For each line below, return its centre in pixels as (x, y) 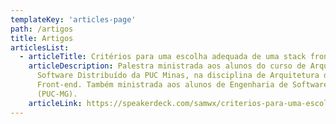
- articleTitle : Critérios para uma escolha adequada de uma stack (163, 57)
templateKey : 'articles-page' (73, 19)
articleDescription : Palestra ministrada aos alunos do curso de (167, 66)
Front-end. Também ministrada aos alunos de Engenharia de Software (182, 85)
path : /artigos (42, 29)
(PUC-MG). (57, 94)
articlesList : (40, 47)
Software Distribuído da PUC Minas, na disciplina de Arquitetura (178, 76)
